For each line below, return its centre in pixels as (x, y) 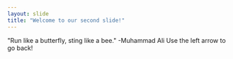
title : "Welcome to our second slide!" (66, 20)
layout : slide (28, 14)
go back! (20, 48)
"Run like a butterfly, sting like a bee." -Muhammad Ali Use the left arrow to (117, 40)
